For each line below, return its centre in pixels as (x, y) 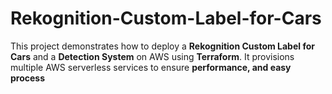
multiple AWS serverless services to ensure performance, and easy (151, 67)
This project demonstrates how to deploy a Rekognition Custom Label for (162, 46)
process (28, 78)
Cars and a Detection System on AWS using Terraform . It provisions (152, 56)
